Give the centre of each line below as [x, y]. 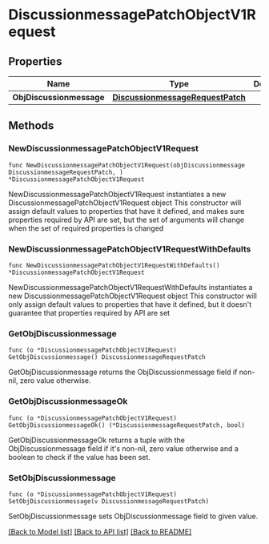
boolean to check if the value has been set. [79, 457]
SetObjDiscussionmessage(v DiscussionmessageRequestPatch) [109, 501]
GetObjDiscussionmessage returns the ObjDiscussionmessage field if [123, 372]
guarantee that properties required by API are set [89, 312]
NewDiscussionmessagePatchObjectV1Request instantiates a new [117, 194]
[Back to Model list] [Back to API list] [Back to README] [100, 531]
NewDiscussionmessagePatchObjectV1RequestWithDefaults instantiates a [130, 287]
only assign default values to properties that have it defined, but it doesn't [130, 304]
